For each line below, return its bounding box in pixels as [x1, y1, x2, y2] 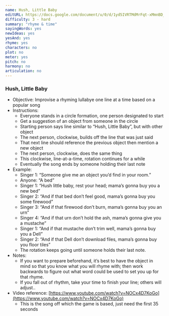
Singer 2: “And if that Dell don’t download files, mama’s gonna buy [20, 236, 157, 243]
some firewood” [20, 199, 53, 205]
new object [20, 145, 44, 151]
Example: [12, 166, 32, 172]
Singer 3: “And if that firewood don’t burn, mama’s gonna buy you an [20, 204, 162, 210]
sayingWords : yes [5, 26, 42, 31]
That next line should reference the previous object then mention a [20, 140, 158, 146]
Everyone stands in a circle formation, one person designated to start [20, 113, 164, 119]
